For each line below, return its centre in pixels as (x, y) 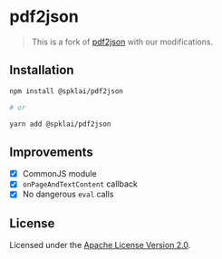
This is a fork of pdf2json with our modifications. (122, 42)
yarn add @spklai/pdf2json (60, 124)
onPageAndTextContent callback (80, 184)
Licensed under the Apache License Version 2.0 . (100, 245)
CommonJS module (59, 174)
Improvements (51, 152)
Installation (42, 70)
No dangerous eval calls (68, 194)
